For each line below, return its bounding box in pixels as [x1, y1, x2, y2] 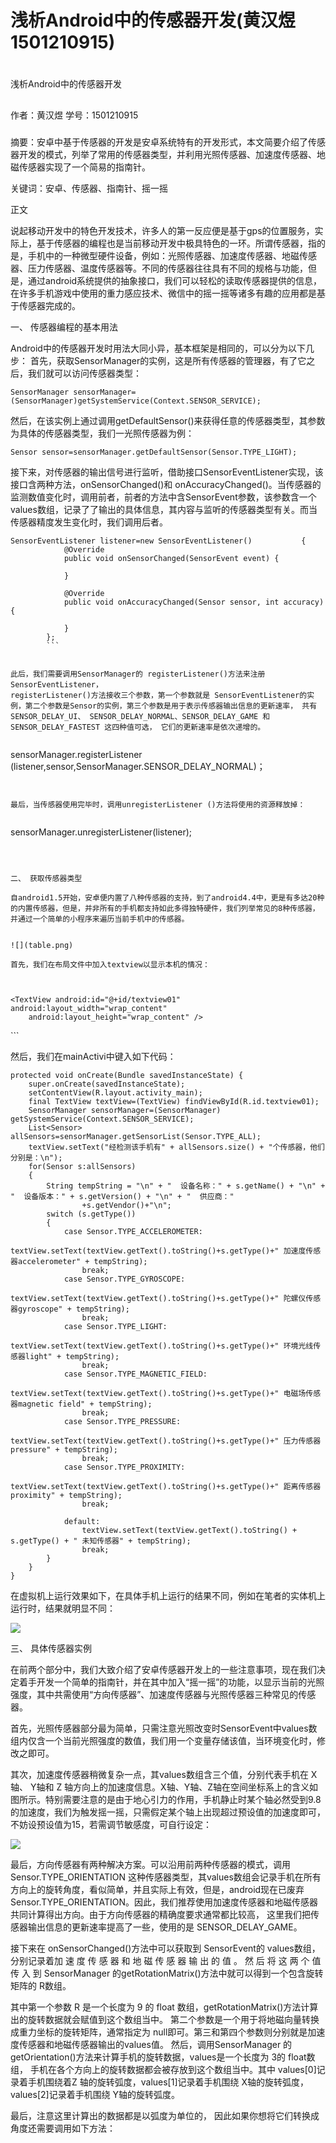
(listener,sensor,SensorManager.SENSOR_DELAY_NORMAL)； [10, 760, 266, 772]
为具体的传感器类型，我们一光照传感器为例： [10, 427, 195, 439]
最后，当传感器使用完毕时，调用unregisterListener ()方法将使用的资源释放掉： [10, 799, 306, 810]
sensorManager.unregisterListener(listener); [10, 826, 193, 838]
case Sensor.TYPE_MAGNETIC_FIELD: [63, 1369, 208, 1379]
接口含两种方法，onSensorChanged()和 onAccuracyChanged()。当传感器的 [10, 478, 322, 490]
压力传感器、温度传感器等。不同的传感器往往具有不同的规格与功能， [27, 262, 308, 274]
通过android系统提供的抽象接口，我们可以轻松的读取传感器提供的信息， [27, 274, 323, 286]
